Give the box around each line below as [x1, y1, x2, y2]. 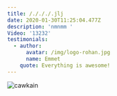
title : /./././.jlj [7, 10, 64, 17]
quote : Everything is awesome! [19, 62, 111, 69]
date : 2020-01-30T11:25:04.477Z [7, 17, 101, 24]
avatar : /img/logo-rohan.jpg [25, 49, 111, 56]
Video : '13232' [7, 29, 52, 37]
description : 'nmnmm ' [7, 23, 73, 30]
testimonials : [7, 36, 49, 43]
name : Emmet [25, 56, 61, 63]
